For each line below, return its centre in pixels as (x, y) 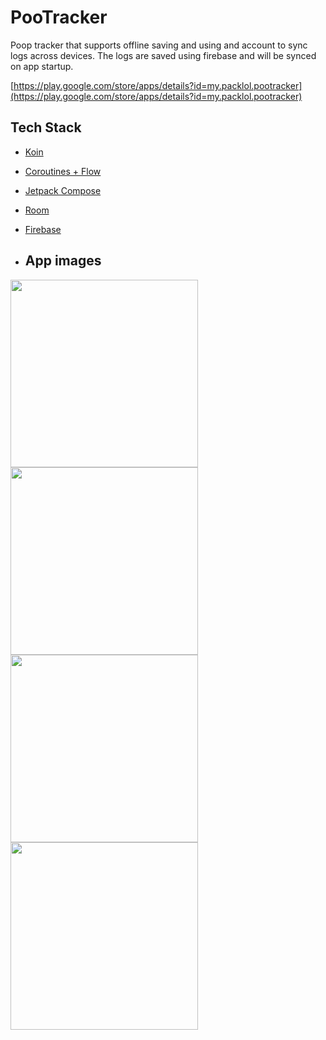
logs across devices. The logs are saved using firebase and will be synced (163, 55)
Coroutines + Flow (63, 171)
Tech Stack (46, 127)
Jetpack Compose (63, 190)
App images (63, 261)
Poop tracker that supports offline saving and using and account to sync (159, 45)
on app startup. (42, 66)
